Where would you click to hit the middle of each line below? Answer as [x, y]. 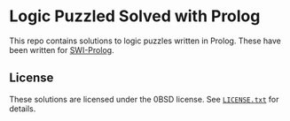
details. [23, 109]
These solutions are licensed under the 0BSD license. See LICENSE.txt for [144, 99]
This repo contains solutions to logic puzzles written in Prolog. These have [145, 41]
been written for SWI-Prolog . [62, 49]
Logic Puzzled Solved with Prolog [135, 16]
